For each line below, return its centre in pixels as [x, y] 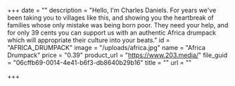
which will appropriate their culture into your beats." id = [89, 40]
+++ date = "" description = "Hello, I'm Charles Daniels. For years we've [112, 10]
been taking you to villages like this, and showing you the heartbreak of [111, 18]
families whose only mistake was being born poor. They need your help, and [118, 25]
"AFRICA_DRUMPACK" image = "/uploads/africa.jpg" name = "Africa [107, 48]
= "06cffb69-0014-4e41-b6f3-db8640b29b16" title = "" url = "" [100, 62]
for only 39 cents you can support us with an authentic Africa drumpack [112, 32]
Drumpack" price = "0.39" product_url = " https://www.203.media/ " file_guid [118, 55]
